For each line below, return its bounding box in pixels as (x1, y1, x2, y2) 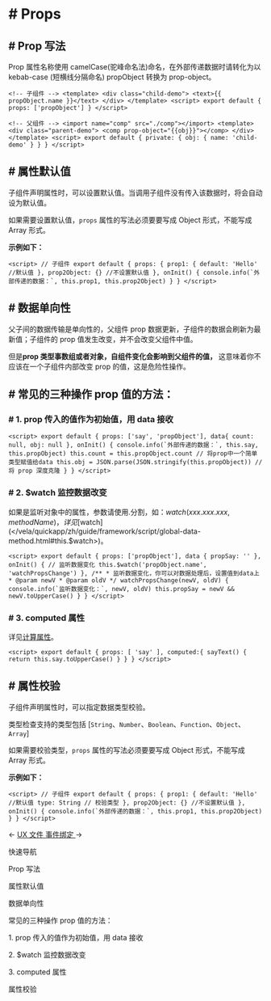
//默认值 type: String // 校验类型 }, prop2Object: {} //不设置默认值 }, (8, 798, 246, 807)
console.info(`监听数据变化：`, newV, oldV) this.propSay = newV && (8, 585, 236, 593)
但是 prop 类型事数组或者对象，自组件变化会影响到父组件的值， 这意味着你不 (8, 351, 261, 361)
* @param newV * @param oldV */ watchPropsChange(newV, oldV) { (8, 576, 229, 585)
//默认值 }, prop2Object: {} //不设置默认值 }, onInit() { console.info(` (8, 268, 254, 277)
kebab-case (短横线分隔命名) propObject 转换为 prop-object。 (8, 72, 216, 82)
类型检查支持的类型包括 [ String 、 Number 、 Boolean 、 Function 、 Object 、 (8, 719, 246, 729)
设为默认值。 (8, 197, 51, 207)
